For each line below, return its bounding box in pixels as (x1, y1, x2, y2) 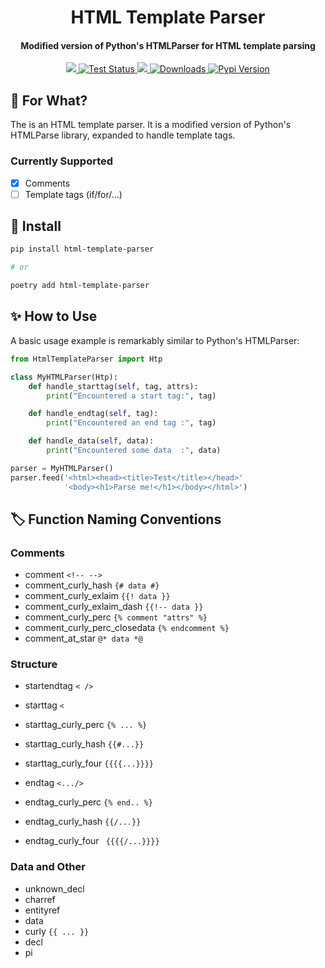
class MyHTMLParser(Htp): (10, 372, 118, 382)
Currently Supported (10, 154, 114, 168)
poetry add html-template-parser (10, 281, 150, 291)
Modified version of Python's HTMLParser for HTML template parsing (20, 39, 316, 51)
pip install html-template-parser (10, 244, 155, 255)
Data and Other (10, 860, 86, 874)
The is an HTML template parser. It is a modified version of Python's (10, 119, 292, 131)
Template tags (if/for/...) (24, 188, 123, 200)
